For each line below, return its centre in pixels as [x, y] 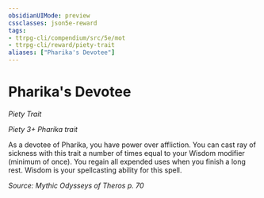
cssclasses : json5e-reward [53, 23]
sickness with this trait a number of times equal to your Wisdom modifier [127, 153]
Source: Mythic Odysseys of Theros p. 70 [76, 185]
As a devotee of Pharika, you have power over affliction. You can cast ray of [132, 145]
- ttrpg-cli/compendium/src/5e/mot [67, 38]
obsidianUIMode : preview [49, 16]
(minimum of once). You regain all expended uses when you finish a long [127, 161]
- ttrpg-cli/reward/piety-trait [61, 45]
